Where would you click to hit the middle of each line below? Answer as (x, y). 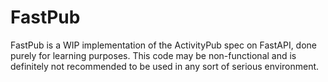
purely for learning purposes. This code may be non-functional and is (153, 55)
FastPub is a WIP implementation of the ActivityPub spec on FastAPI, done (164, 45)
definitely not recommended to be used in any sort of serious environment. (165, 66)
